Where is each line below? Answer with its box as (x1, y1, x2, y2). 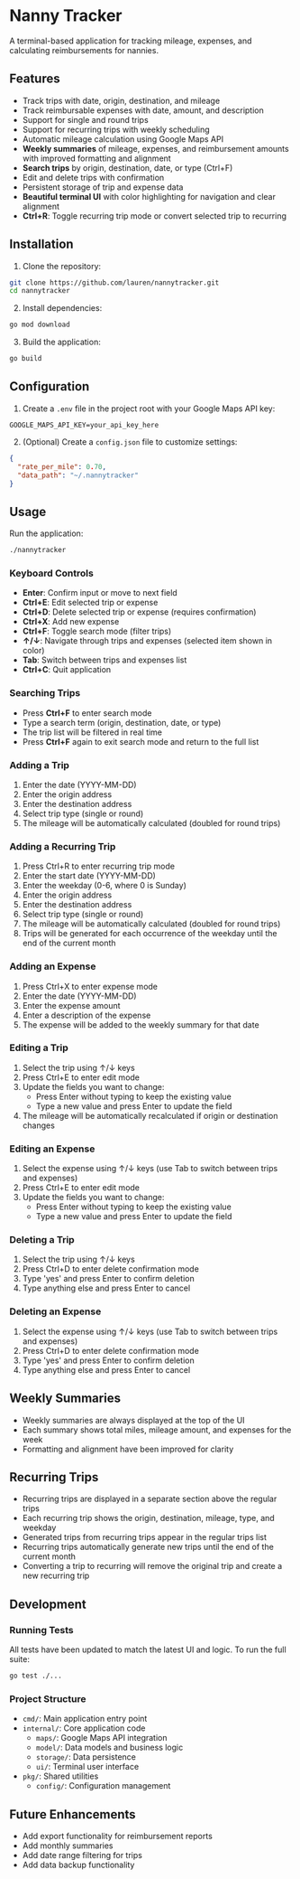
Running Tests (9, 1623, 74, 1636)
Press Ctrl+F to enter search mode (22, 707, 152, 719)
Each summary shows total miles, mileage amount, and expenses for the (22, 1424, 292, 1435)
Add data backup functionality (22, 1859, 135, 1871)
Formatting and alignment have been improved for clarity (22, 1443, 234, 1454)
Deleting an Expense (9, 1305, 102, 1318)
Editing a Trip (9, 1041, 69, 1054)
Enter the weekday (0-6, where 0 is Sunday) (22, 880, 187, 891)
